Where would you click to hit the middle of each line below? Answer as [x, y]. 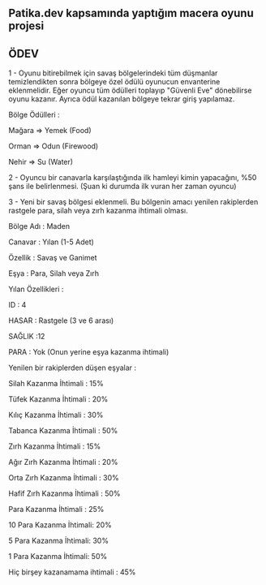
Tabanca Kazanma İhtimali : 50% [63, 431]
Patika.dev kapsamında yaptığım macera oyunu [131, 13]
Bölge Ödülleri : [34, 115]
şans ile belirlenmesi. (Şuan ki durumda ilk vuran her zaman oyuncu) [122, 187]
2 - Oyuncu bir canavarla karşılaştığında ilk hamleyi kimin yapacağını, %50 [133, 178]
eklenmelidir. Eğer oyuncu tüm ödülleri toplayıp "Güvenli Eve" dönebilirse [130, 90]
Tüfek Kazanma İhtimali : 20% [58, 399]
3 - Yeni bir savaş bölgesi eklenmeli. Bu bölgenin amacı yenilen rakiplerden [133, 202]
